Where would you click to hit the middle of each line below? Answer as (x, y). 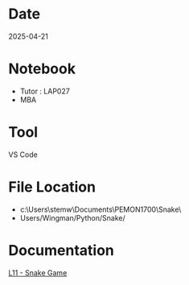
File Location (52, 187)
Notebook (42, 69)
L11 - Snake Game (38, 273)
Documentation (62, 250)
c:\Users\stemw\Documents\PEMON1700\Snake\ (101, 209)
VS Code (23, 155)
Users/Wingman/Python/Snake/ (73, 217)
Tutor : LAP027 (45, 91)
